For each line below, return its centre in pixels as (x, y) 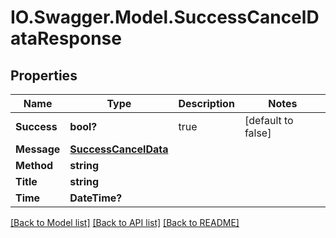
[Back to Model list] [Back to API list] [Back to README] (125, 222)
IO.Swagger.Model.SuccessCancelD (165, 17)
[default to (269, 120)
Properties (44, 75)
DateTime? (96, 198)
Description (206, 103)
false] (258, 133)
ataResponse (66, 38)
